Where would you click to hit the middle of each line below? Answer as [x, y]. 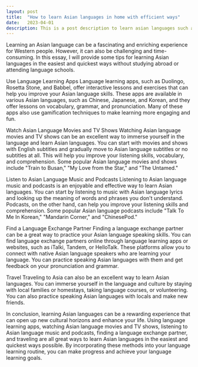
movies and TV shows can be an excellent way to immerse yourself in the [95, 137]
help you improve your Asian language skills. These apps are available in [94, 94]
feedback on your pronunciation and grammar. [62, 266]
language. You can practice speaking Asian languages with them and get [95, 260]
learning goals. [24, 358]
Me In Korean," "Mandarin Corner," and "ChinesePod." [72, 217]
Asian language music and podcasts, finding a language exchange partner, [97, 333]
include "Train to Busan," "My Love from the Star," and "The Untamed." [92, 168]
